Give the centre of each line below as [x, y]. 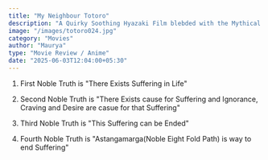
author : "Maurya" [37, 46]
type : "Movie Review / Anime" [59, 53]
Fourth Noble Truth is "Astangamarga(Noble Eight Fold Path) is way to [136, 138]
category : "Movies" [41, 38]
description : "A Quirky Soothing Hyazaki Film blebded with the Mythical [135, 23]
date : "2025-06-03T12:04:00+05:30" [68, 61]
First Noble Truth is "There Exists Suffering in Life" [103, 83]
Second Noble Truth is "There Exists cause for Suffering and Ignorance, [139, 99]
